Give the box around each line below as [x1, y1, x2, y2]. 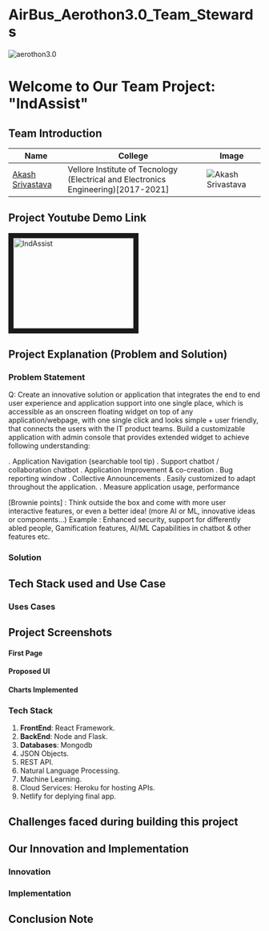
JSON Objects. [19, 749, 70, 758]
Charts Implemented [8, 684, 78, 694]
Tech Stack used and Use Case [8, 577, 167, 590]
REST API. [19, 757, 54, 767]
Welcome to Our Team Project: [8, 78, 216, 96]
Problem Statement [8, 372, 86, 383]
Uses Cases [8, 601, 56, 612]
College [118, 150, 149, 161]
